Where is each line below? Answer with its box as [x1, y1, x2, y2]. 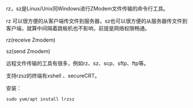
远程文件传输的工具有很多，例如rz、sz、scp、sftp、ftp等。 [6, 60, 150, 67]
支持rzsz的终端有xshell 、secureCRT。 [6, 72, 100, 79]
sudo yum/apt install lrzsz [6, 96, 75, 102]
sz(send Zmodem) [6, 48, 51, 54]
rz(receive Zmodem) [6, 37, 56, 43]
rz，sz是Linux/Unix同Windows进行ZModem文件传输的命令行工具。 [6, 5, 169, 12]
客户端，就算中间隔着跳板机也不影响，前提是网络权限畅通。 [6, 25, 150, 32]
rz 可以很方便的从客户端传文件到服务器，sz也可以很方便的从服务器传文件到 [6, 18, 188, 25]
